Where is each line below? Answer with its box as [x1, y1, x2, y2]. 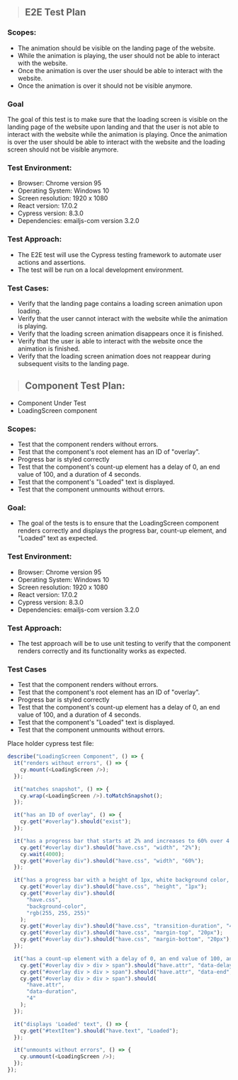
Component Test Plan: [24, 380, 125, 392]
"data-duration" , [25, 988, 78, 995]
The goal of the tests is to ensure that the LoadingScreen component [17, 519, 220, 528]
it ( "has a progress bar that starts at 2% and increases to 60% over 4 [13, 837, 230, 844]
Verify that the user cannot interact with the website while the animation [17, 314, 228, 322]
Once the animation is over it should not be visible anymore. [17, 81, 193, 90]
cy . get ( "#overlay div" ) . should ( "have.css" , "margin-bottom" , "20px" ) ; [20, 936, 233, 943]
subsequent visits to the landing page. [17, 359, 130, 368]
